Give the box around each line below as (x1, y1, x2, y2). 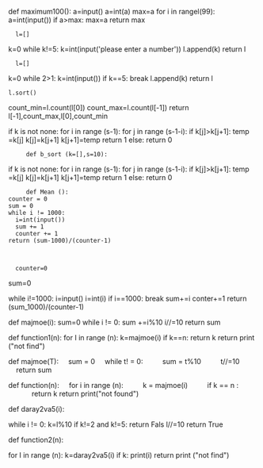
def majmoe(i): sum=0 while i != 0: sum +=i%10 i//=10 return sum (8, 317, 221, 327)
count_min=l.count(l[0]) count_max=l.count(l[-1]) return (8, 103, 189, 112)
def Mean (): (25, 188, 69, 196)
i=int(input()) (15, 216, 66, 224)
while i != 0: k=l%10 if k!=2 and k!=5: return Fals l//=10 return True (8, 420, 223, 429)
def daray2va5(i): (8, 405, 65, 413)
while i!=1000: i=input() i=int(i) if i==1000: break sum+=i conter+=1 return (8, 293, 247, 303)
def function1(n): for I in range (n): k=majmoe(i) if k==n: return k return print (8, 333, 255, 342)
